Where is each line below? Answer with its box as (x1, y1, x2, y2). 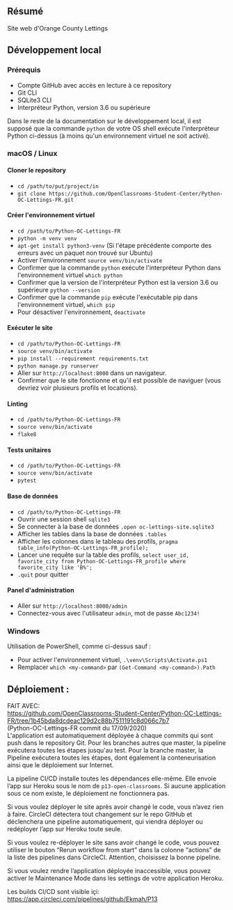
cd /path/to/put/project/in (17, 182, 99, 190)
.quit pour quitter (17, 570, 69, 579)
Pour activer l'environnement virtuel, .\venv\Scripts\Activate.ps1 (17, 656, 207, 664)
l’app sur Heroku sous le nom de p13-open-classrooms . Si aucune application (7, 781, 226, 790)
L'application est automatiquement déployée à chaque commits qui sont (7, 731, 214, 739)
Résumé (7, 6, 44, 17)
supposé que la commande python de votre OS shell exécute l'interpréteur (7, 124, 220, 132)
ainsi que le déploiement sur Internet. (7, 760, 114, 769)
